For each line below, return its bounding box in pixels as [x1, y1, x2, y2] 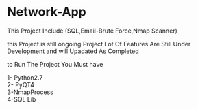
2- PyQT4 [7, 80, 35, 89]
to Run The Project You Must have [7, 60, 103, 68]
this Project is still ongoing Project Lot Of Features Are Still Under [7, 40, 191, 48]
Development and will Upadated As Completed [7, 47, 139, 55]
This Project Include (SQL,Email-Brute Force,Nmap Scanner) [7, 27, 178, 35]
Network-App [7, 4, 87, 20]
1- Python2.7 [7, 73, 43, 82]
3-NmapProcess [7, 88, 53, 96]
